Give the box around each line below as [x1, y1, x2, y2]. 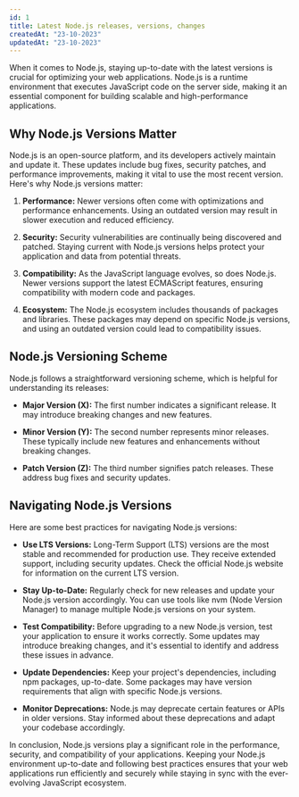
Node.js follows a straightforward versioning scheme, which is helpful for [9, 372, 278, 384]
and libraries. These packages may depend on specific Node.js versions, [21, 314, 291, 325]
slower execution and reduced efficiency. [21, 215, 175, 226]
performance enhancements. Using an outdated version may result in [21, 205, 278, 216]
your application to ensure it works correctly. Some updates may [21, 630, 261, 641]
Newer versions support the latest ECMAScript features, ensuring [21, 278, 263, 288]
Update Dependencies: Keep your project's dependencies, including [21, 667, 277, 677]
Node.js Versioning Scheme [9, 349, 168, 364]
